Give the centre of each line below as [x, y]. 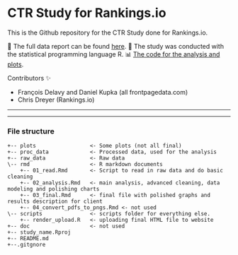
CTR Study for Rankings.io [87, 13]
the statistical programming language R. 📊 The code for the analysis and [114, 54]
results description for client [55, 202]
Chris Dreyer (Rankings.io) [56, 100]
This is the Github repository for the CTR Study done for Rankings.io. [108, 32]
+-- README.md [28, 239]
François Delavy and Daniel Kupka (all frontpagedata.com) [103, 92]
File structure [31, 131]
